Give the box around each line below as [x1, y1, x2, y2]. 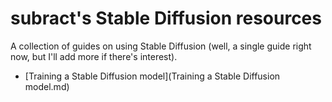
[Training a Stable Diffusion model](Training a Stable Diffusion [24, 70, 281, 82]
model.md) [24, 80, 70, 92]
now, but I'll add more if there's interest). [10, 50, 178, 62]
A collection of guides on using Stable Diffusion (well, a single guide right [10, 40, 312, 52]
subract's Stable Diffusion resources [10, 7, 322, 30]
